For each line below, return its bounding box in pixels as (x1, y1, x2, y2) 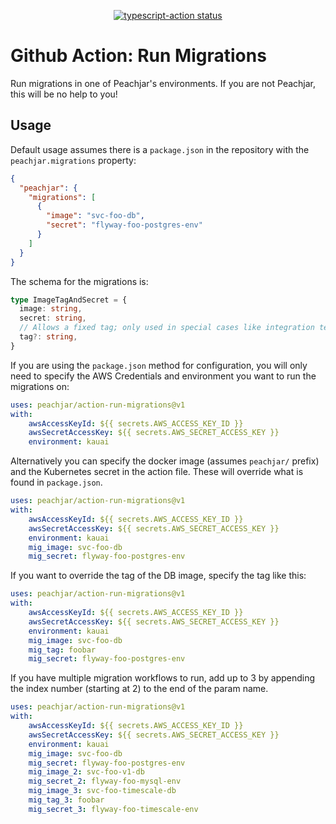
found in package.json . (10, 476, 103, 489)
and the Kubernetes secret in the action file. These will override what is (10, 466, 304, 478)
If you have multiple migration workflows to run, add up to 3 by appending (10, 672, 316, 684)
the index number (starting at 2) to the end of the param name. (10, 683, 269, 695)
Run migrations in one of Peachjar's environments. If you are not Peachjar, (10, 77, 317, 89)
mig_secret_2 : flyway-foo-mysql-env (28, 776, 182, 787)
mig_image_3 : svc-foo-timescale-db (28, 786, 177, 796)
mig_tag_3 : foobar (28, 795, 105, 805)
